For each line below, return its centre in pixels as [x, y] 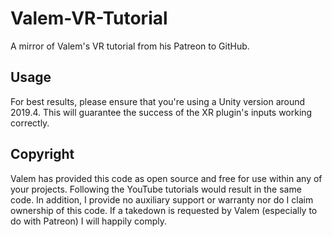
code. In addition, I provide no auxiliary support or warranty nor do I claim [162, 199]
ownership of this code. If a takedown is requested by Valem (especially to [164, 210]
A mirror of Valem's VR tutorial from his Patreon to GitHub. [130, 46]
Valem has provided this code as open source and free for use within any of [166, 178]
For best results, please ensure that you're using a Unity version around [158, 101]
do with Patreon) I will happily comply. [89, 221]
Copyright [42, 154]
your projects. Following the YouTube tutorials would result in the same [156, 189]
